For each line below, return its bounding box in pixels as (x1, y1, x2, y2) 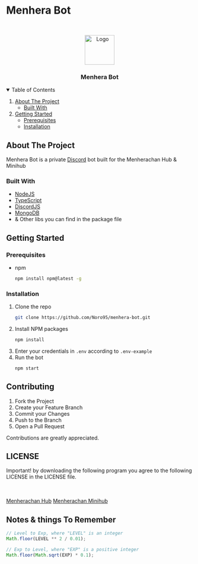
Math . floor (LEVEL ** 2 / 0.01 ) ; (6, 536, 86, 542)
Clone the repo (14, 303, 52, 310)
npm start (14, 365, 40, 371)
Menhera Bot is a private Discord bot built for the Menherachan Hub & (6, 156, 177, 163)
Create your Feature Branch (14, 404, 83, 411)
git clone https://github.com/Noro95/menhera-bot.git (14, 315, 151, 321)
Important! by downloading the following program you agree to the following (6, 467, 192, 474)
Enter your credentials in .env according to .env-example (14, 348, 152, 355)
